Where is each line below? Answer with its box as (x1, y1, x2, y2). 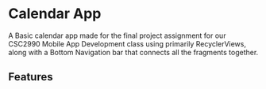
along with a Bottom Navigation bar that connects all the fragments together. (8, 47, 259, 57)
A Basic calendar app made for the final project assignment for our (8, 31, 226, 40)
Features (8, 70, 53, 83)
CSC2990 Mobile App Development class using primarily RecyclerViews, (8, 39, 246, 48)
